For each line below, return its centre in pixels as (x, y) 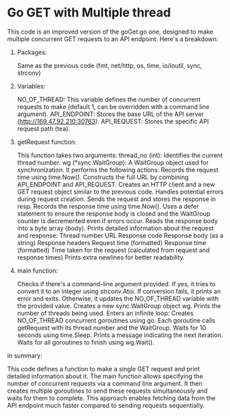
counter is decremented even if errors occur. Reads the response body (117, 220)
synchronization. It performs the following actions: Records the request (117, 170)
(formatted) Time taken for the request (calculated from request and (113, 250)
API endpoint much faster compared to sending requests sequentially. (106, 405)
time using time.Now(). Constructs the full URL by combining (103, 177)
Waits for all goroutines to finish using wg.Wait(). (85, 342)
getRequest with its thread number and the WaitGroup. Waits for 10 (112, 327)
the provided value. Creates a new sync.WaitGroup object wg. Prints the (119, 305)
